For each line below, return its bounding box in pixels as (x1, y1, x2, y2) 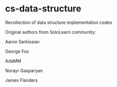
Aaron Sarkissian (5, 38, 40, 45)
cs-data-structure (5, 3, 82, 14)
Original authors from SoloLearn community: (5, 29, 96, 35)
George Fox (5, 48, 29, 54)
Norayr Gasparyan (5, 68, 43, 74)
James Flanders (5, 77, 38, 83)
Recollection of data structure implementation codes (5, 19, 113, 25)
